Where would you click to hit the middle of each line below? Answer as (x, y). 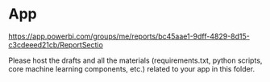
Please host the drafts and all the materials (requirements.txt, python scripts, (135, 60)
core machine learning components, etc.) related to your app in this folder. (132, 68)
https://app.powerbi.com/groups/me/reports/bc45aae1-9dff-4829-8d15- (129, 36)
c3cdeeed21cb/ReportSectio (56, 44)
